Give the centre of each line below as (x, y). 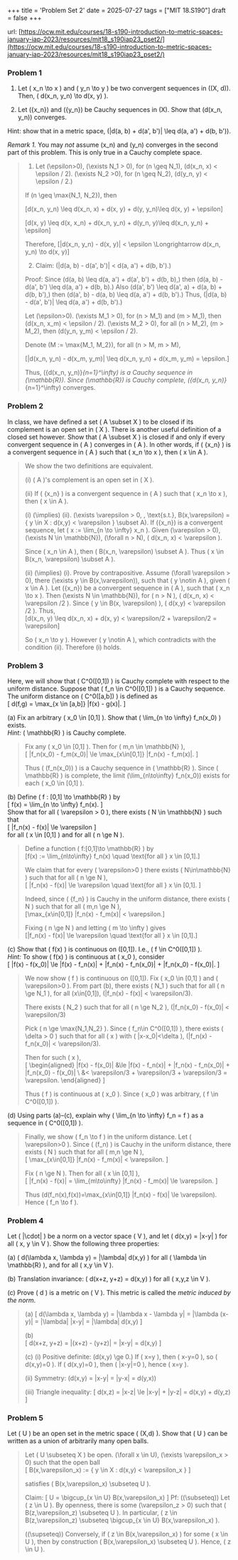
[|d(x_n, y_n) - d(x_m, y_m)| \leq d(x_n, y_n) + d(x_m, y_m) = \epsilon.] (127, 358)
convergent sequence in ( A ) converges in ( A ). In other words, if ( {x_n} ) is (119, 444)
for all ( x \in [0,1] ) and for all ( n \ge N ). (66, 835)
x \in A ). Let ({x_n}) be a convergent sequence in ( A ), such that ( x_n (127, 588)
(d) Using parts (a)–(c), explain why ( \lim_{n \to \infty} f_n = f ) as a (106, 1115)
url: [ (14, 32)
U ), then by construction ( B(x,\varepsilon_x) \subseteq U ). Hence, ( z (128, 1541)
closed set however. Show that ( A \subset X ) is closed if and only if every (116, 437)
